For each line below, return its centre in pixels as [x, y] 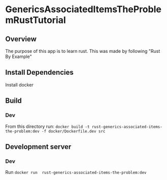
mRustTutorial [36, 20]
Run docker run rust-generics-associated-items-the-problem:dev [76, 172]
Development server [38, 147]
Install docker [20, 84]
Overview [21, 39]
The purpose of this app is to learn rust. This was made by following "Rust [83, 51]
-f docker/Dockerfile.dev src [73, 131]
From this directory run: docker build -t [47, 126]
